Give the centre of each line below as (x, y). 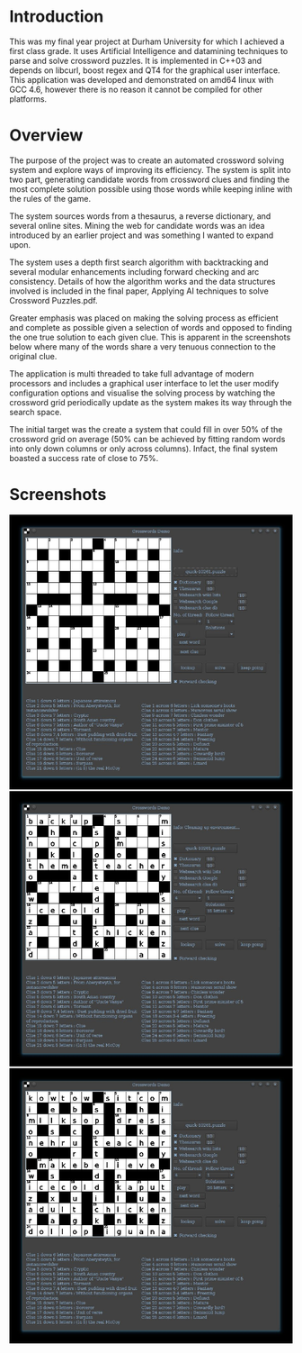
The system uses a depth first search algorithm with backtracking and (139, 262)
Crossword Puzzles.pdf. (53, 300)
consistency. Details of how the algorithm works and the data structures (142, 281)
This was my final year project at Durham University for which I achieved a (147, 41)
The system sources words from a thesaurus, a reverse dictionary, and (140, 216)
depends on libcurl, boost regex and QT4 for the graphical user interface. (145, 70)
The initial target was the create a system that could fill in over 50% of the (146, 429)
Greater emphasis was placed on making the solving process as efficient (144, 318)
